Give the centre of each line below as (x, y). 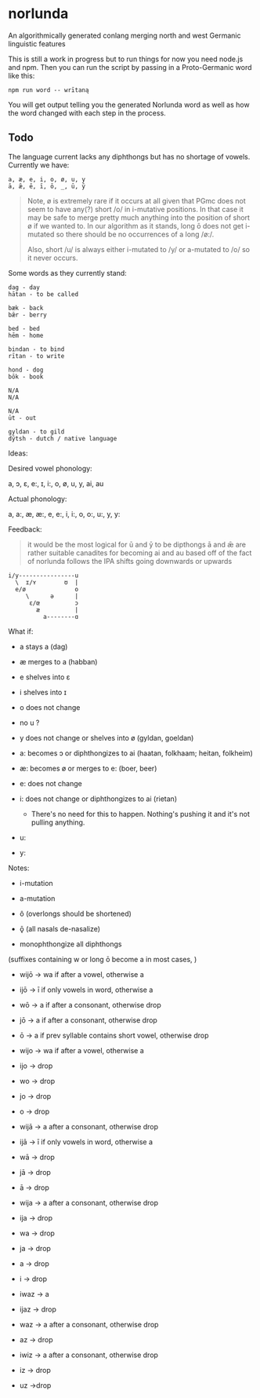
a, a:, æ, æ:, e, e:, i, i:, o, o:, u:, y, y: (64, 514)
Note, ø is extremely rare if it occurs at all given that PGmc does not (136, 200)
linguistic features (37, 43)
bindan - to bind (36, 349)
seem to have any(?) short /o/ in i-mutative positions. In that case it (135, 209)
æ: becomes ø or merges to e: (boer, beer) (88, 768)
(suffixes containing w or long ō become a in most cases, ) (103, 959)
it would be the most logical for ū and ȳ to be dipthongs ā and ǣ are (137, 544)
